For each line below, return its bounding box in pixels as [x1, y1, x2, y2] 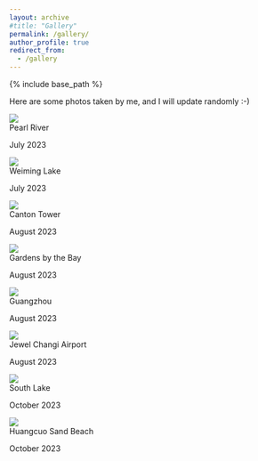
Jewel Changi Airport [9, 339, 87, 350]
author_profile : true [9, 37, 90, 47]
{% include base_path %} [9, 79, 103, 89]
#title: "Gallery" [9, 21, 77, 30]
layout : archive [9, 12, 69, 22]
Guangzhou [9, 295, 52, 306]
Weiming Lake [9, 166, 61, 176]
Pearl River [9, 122, 50, 133]
